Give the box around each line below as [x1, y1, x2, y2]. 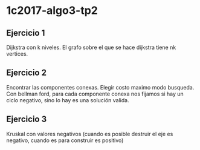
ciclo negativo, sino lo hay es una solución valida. [6, 96, 129, 103]
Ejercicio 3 [6, 114, 47, 125]
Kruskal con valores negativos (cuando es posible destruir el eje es [6, 130, 173, 137]
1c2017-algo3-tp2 [6, 4, 98, 18]
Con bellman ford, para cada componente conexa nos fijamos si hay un [6, 90, 184, 97]
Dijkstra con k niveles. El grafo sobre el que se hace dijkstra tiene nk [6, 44, 176, 51]
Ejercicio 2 [6, 68, 47, 78]
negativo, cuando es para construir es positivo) [6, 137, 124, 144]
